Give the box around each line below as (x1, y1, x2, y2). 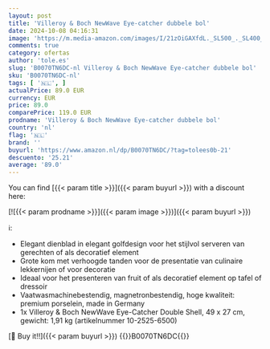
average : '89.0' (8, 161, 63, 169)
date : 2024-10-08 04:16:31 (8, 26, 99, 34)
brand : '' (8, 138, 42, 147)
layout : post (8, 11, 52, 20)
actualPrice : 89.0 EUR (8, 86, 84, 95)
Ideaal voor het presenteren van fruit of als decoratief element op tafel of (19, 274, 262, 283)
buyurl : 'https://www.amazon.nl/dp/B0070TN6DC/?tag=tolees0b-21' (8, 146, 231, 154)
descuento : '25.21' (8, 153, 74, 161)
